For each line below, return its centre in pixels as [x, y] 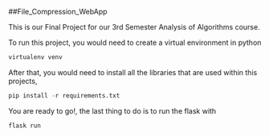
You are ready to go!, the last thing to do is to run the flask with [112, 110]
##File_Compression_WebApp [58, 12]
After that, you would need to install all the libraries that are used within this [133, 72]
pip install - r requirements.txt [64, 95]
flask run [25, 126]
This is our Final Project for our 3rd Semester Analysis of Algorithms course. [134, 27]
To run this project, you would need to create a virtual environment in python [135, 42]
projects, [23, 81]
